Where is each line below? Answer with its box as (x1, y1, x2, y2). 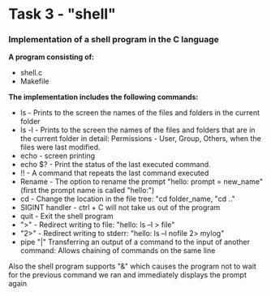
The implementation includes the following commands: (8, 92, 199, 102)
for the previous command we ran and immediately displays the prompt (8, 270, 247, 280)
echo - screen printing (19, 151, 96, 161)
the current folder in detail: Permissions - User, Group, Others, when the (19, 134, 261, 144)
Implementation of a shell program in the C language (8, 34, 219, 45)
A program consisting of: (8, 52, 95, 62)
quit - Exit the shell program (19, 212, 114, 221)
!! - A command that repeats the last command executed (19, 168, 209, 178)
